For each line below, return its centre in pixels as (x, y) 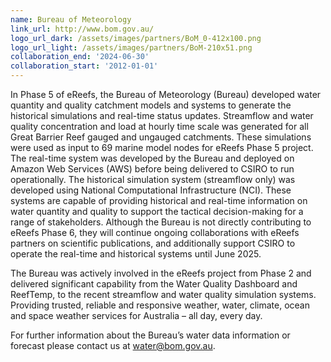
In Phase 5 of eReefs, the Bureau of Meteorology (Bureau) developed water (166, 94)
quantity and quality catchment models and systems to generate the (151, 105)
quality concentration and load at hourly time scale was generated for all (159, 126)
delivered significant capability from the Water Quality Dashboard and (154, 284)
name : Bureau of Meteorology (71, 19)
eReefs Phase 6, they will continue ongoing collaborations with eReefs (155, 232)
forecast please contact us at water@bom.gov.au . (113, 345)
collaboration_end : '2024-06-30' (80, 57)
